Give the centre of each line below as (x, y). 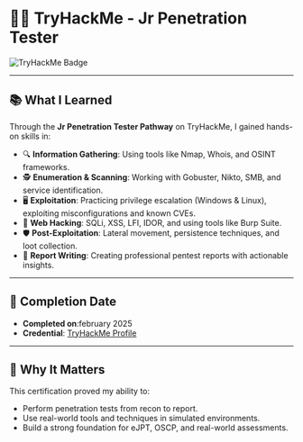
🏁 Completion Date (63, 302)
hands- (279, 126)
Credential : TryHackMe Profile (79, 333)
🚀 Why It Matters (57, 370)
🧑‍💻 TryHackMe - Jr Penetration (129, 18)
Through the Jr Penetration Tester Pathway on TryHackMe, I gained (137, 126)
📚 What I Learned (61, 100)
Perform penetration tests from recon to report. (110, 409)
